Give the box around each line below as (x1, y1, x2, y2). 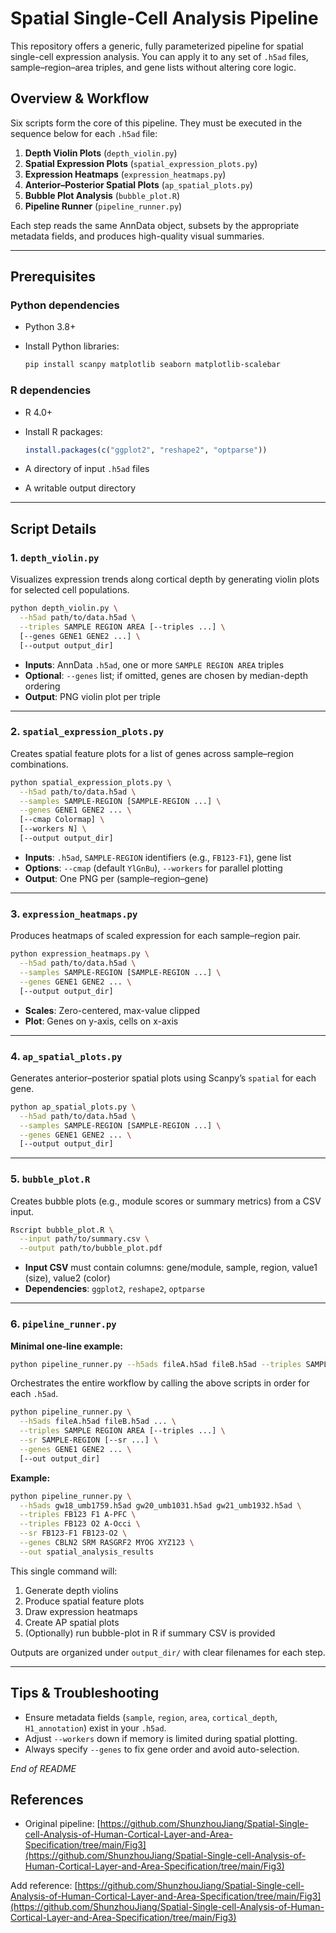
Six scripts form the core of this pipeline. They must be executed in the (10, 117, 303, 129)
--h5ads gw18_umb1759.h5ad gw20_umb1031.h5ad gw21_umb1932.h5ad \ (19, 1500, 302, 1511)
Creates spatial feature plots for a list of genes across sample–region (10, 747, 294, 759)
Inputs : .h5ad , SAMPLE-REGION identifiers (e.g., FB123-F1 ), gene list (24, 851, 292, 863)
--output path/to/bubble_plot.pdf (19, 1243, 163, 1254)
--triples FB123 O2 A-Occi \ (19, 1519, 141, 1529)
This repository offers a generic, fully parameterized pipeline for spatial (10, 40, 304, 52)
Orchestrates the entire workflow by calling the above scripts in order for (10, 1377, 310, 1389)
